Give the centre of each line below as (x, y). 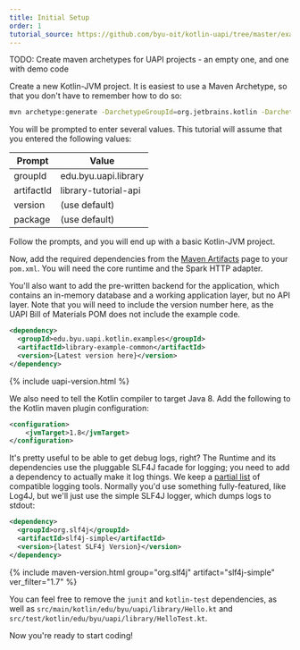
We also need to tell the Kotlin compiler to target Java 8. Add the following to (150, 398)
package (32, 220)
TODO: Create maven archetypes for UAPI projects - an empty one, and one (149, 60)
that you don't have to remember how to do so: (96, 96)
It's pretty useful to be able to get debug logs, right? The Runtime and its (143, 458)
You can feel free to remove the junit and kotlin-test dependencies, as (143, 599)
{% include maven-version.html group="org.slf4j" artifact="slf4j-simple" (142, 572)
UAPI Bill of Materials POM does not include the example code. (125, 315)
